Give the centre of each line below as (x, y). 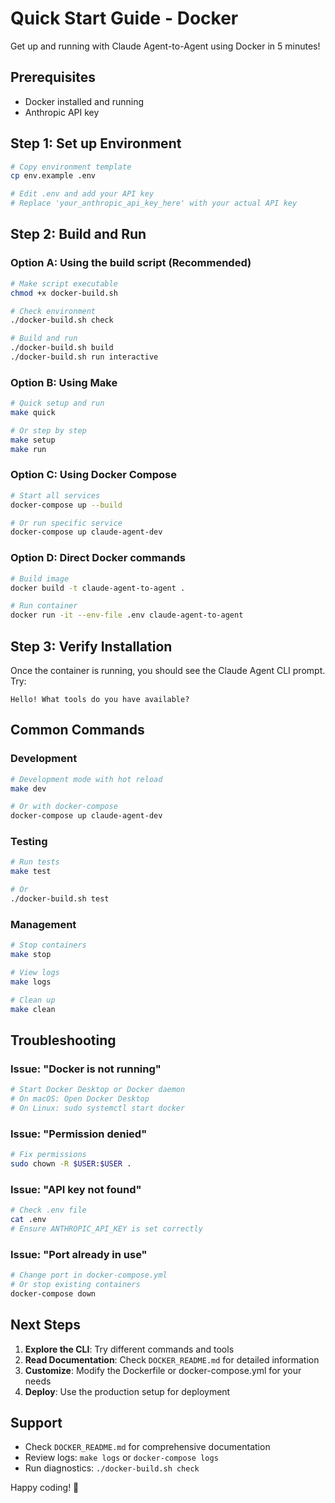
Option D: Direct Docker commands (98, 558)
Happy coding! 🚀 (45, 1488)
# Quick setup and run (57, 403)
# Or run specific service (66, 523)
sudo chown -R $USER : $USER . (71, 1163)
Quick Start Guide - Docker (124, 18)
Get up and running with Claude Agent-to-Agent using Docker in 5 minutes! (165, 46)
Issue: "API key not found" (76, 1189)
